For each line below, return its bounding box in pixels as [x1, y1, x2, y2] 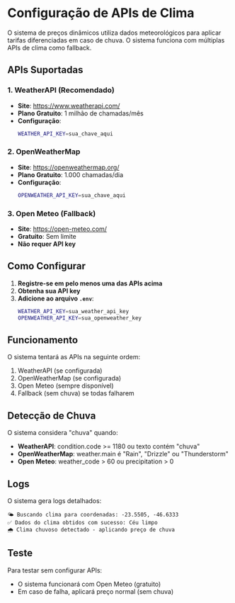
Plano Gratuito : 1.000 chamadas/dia [17, 170, 124, 179]
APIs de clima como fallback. [7, 43, 92, 52]
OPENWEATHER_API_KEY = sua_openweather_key [17, 314, 142, 322]
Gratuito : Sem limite [17, 232, 76, 240]
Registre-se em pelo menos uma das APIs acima [17, 278, 163, 288]
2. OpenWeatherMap [7, 147, 81, 157]
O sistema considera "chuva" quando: [7, 429, 118, 437]
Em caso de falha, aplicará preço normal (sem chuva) [17, 587, 174, 596]
